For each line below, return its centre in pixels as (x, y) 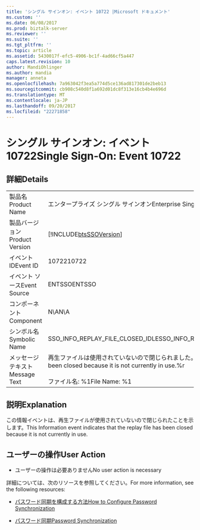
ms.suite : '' (22, 39)
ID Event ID (24, 266)
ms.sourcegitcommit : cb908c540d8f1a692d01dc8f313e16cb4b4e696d (86, 89)
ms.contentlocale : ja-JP (37, 100)
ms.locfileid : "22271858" (38, 111)
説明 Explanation (37, 405)
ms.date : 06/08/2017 (32, 23)
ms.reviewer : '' (26, 34)
